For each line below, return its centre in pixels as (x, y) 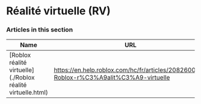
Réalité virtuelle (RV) (58, 11)
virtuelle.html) (29, 93)
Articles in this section (39, 30)
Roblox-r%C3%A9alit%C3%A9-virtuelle (112, 78)
